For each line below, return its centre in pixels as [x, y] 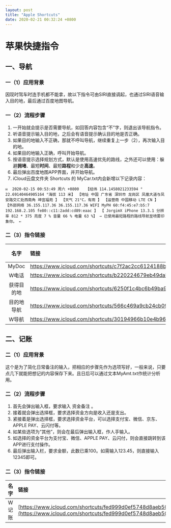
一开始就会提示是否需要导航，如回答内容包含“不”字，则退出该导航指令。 [88, 127]
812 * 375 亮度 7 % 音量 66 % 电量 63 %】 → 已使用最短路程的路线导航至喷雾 [86, 216]
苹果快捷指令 [32, 46]
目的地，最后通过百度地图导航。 [43, 101]
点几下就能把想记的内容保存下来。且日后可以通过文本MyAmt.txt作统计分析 [83, 373]
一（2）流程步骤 [25, 115]
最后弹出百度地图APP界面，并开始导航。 [55, 172]
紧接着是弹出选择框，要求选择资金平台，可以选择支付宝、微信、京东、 [86, 419]
